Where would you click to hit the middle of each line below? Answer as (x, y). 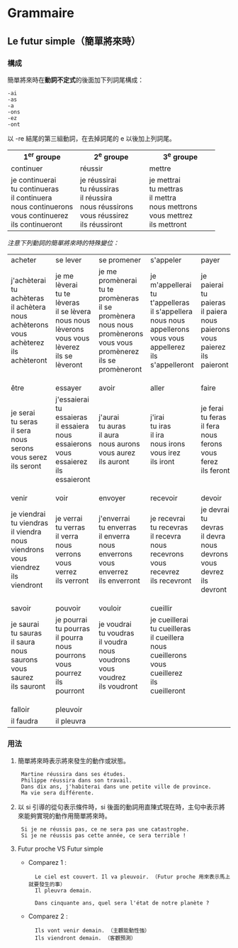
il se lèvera (73, 312)
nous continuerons (42, 207)
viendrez (25, 568)
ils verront (72, 581)
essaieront (73, 480)
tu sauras (27, 633)
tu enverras (118, 527)
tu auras (112, 426)
